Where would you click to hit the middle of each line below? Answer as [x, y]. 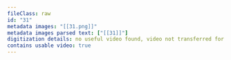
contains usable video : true [49, 46]
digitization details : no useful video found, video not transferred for [116, 39]
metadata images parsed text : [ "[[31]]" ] [68, 33]
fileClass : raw [29, 13]
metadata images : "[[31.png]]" [52, 26]
